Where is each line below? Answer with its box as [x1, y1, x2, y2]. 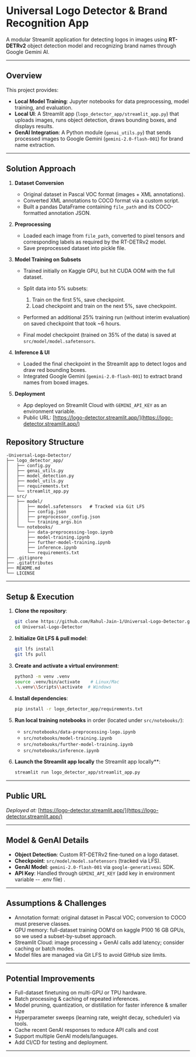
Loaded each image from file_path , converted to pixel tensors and [23, 232, 185, 239]
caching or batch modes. [14, 945, 75, 952]
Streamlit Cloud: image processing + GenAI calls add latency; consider [14, 939, 185, 946]
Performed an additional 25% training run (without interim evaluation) [23, 313, 190, 320]
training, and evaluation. [14, 104, 73, 111]
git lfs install [14, 646, 54, 652]
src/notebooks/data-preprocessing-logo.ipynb [23, 729, 136, 736]
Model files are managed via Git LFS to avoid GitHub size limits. [14, 951, 167, 958]
